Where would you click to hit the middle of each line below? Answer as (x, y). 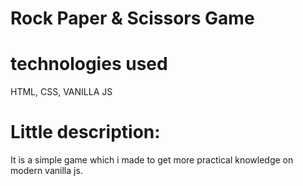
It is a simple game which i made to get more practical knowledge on (152, 160)
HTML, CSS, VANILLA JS (61, 92)
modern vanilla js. (46, 171)
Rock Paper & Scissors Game (132, 18)
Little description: (85, 132)
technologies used (89, 64)
